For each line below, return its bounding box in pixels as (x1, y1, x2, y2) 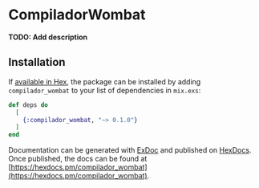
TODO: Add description (8, 32, 88, 42)
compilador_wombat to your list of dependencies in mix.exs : (8, 85, 201, 95)
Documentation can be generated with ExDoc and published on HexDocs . (8, 145, 252, 155)
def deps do (8, 100, 48, 109)
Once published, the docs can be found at (8, 154, 148, 164)
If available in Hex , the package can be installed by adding (8, 76, 201, 86)
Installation (8, 55, 66, 69)
